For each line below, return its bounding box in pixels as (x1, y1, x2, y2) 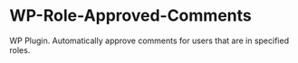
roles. (9, 44, 31, 55)
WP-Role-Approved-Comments (9, 5, 252, 26)
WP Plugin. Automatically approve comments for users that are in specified (9, 35, 290, 46)
